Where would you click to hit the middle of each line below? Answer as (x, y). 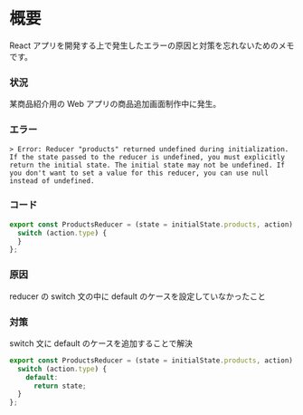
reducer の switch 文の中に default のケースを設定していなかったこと (138, 296)
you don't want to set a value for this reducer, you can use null (139, 173)
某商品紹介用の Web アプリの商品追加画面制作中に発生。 (115, 104)
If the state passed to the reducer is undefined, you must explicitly (147, 157)
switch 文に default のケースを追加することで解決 (101, 343)
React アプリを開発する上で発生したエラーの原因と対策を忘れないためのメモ (152, 45)
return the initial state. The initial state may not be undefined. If (147, 165)
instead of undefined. (52, 181)
